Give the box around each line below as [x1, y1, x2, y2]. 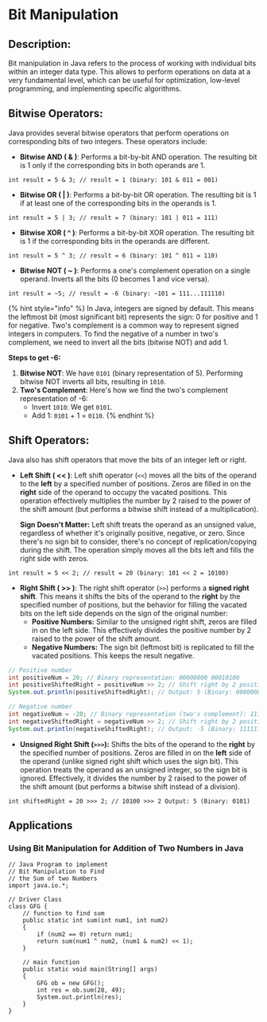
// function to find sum [22, 910, 105, 918]
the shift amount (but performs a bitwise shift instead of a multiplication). [19, 504, 259, 513]
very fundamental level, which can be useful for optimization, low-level [8, 76, 241, 85]
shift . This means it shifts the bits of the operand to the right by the [19, 592, 241, 601]
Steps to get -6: [8, 352, 61, 362]
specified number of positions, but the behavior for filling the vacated [19, 599, 248, 609]
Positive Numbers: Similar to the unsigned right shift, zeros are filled [31, 616, 257, 627]
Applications [8, 819, 73, 832]
